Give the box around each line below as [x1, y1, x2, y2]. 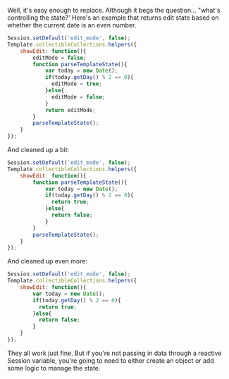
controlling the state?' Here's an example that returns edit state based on [7, 13, 219, 22]
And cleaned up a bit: [7, 146, 70, 154]
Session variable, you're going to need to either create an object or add [7, 356, 214, 365]
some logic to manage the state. [7, 364, 101, 372]
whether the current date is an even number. [7, 21, 137, 29]
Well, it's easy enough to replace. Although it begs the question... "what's [7, 6, 221, 14]
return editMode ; [44, 106, 97, 113]
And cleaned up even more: [7, 257, 88, 266]
